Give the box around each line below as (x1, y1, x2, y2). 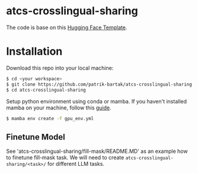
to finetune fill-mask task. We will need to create (6, 154, 124, 161)
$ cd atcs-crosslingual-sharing (6, 87, 86, 93)
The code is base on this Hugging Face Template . (6, 24, 127, 31)
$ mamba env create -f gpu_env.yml (6, 115, 94, 121)
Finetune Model (6, 132, 65, 142)
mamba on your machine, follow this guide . (6, 104, 111, 111)
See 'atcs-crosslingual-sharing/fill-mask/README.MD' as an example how (6, 147, 188, 155)
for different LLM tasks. (47, 161, 105, 168)
